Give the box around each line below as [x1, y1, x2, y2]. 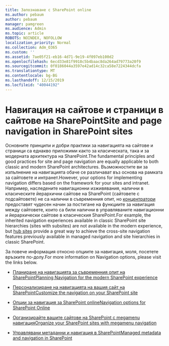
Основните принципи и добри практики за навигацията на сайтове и [5, 142, 153, 148]
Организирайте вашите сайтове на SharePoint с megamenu [12, 314, 140, 320]
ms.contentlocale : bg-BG [5, 73, 58, 78]
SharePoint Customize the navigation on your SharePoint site [12, 290, 138, 296]
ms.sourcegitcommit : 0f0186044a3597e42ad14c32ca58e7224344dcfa [5, 64, 141, 69]
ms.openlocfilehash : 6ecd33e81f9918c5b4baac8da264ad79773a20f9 [5, 59, 141, 64]
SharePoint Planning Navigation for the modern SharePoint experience [12, 274, 158, 280]
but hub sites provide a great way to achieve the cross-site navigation [5, 228, 150, 234]
